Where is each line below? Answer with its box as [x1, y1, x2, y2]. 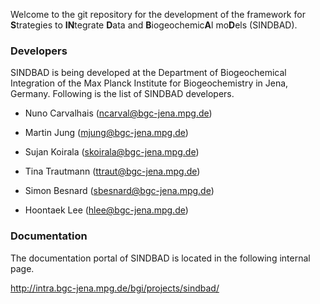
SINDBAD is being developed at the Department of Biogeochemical [10, 67, 287, 79]
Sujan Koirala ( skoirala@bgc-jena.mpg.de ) [24, 146, 200, 158]
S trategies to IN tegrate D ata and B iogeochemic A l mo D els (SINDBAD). [10, 19, 298, 31]
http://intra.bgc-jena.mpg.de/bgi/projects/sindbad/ [10, 282, 220, 294]
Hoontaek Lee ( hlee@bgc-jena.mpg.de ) [24, 204, 189, 216]
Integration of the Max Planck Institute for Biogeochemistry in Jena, [10, 77, 289, 89]
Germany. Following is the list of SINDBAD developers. [10, 88, 235, 100]
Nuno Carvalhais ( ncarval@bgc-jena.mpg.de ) [24, 107, 213, 119]
